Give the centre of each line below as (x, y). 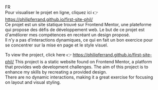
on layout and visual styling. (33, 82)
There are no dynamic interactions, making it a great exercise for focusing (79, 77)
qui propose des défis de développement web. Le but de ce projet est (75, 30)
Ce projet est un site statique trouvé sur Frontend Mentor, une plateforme (78, 24)
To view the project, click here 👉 (38, 55)
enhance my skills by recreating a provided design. (56, 72)
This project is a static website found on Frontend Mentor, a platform (83, 62)
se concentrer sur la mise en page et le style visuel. (57, 45)
